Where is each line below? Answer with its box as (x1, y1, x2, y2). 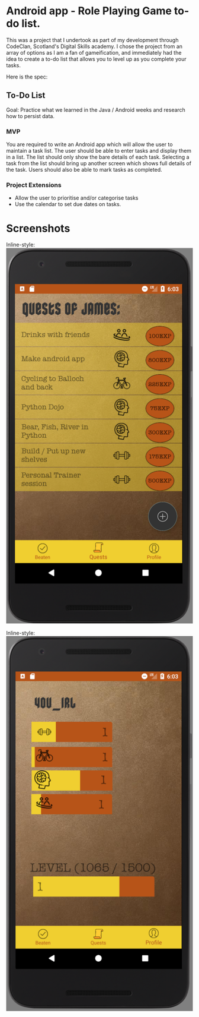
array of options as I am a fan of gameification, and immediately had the (6, 49, 182, 56)
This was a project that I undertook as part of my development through (6, 36, 179, 43)
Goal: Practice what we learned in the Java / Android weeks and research (6, 106, 185, 113)
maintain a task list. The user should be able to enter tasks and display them (6, 147, 191, 154)
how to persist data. (6, 112, 55, 119)
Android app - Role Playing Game (6, 4, 172, 18)
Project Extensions (6, 181, 62, 189)
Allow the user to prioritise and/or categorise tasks (14, 194, 139, 201)
